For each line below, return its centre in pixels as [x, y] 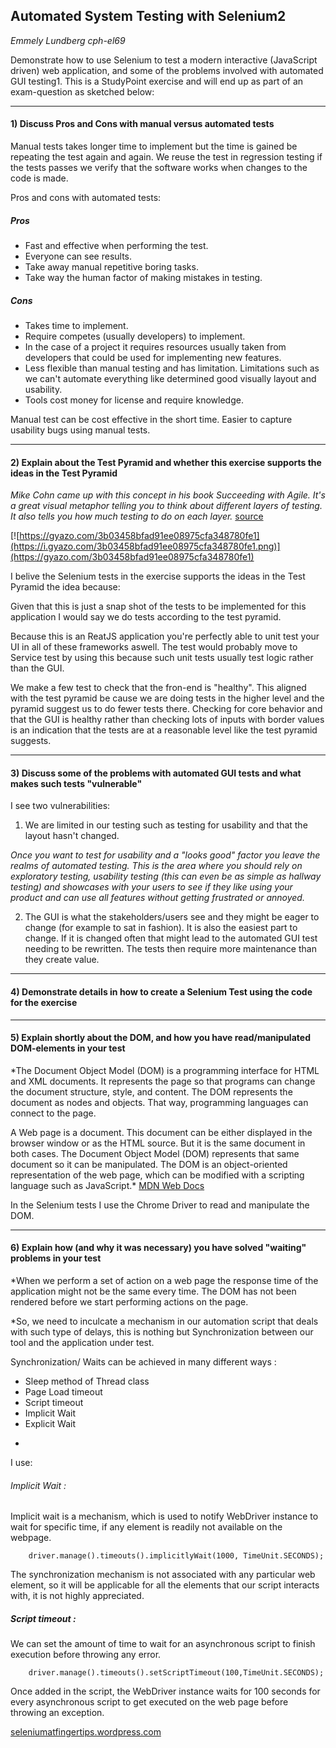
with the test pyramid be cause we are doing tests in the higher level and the [167, 698]
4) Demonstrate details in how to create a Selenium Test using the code [161, 991]
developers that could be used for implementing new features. [153, 357]
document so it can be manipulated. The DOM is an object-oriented [149, 1164]
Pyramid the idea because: [65, 587]
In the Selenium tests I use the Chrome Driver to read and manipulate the [160, 1205]
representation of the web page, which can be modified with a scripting [157, 1175]
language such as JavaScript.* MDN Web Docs [107, 1185]
